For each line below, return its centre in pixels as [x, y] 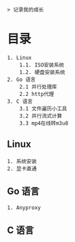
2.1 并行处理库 [38, 87]
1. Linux [19, 58]
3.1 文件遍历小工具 [43, 108]
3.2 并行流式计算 [41, 116]
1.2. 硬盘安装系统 [42, 72]
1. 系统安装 [22, 161]
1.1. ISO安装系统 [42, 65]
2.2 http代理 [37, 94]
